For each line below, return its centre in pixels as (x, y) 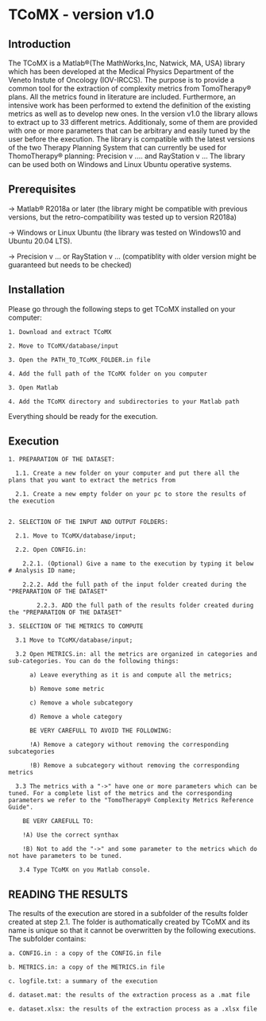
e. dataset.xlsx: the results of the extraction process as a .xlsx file (133, 1009)
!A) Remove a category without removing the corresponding (129, 745)
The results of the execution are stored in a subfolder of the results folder (128, 914)
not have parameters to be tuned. (66, 856)
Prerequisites (42, 190)
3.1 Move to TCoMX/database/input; (74, 641)
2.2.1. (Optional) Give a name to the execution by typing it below (138, 564)
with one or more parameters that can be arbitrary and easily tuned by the (129, 130)
